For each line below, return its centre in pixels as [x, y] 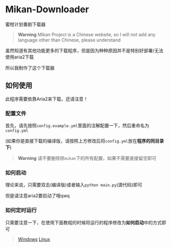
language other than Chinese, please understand [69, 40]
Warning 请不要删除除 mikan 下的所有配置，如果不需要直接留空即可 [87, 158]
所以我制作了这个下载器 [30, 68]
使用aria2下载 [20, 57]
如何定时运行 [21, 210]
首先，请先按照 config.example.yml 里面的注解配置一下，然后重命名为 [77, 126]
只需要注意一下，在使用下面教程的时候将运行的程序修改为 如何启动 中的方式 [83, 222]
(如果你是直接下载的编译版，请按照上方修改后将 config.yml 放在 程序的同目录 [85, 141]
